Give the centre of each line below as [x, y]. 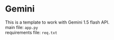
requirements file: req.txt [31, 32]
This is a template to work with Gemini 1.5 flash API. [57, 22]
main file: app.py [22, 27]
